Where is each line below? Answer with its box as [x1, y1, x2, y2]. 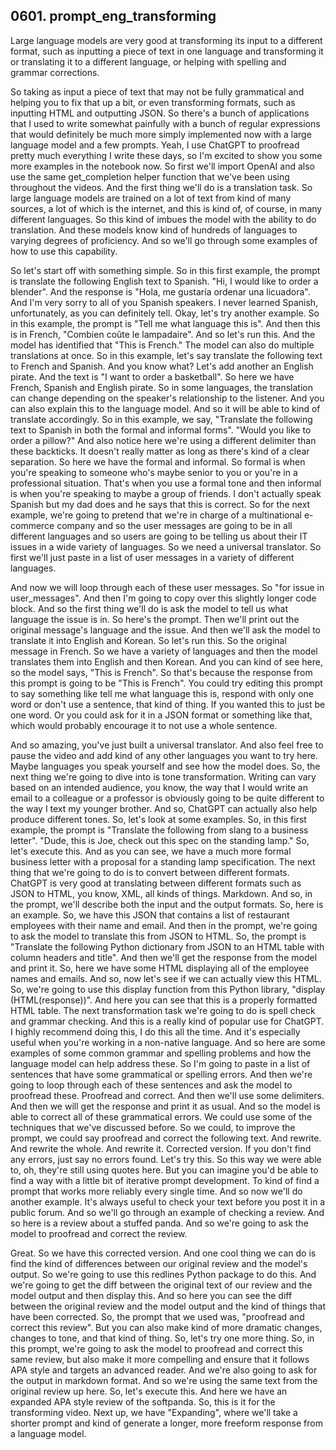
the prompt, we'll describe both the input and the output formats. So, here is [10, 898, 324, 910]
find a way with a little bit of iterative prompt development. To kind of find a [10, 1174, 320, 1186]
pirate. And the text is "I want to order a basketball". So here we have [10, 370, 295, 383]
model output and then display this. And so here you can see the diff [10, 1289, 293, 1301]
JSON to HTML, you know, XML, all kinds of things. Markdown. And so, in [10, 887, 313, 899]
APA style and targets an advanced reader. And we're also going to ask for [10, 1364, 318, 1376]
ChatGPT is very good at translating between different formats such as [10, 877, 302, 889]
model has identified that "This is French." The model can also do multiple [10, 339, 315, 351]
